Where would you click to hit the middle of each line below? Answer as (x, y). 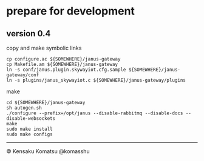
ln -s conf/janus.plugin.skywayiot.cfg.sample (66, 70)
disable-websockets (31, 119)
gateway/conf (23, 75)
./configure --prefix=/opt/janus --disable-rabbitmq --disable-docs (95, 113)
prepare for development (71, 11)
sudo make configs (29, 134)
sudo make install (29, 129)
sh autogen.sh (24, 108)
